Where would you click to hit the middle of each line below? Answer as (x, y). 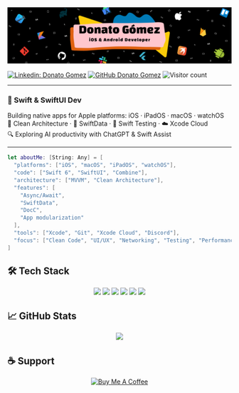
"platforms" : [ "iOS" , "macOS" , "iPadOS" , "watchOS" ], (95, 165)
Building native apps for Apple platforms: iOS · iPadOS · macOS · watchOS (116, 116)
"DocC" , (31, 210)
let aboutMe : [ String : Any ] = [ (55, 158)
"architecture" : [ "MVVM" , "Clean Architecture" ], (89, 180)
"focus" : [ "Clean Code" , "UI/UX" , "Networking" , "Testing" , (105, 240)
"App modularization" (52, 218)
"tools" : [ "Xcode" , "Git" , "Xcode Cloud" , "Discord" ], (97, 233)
